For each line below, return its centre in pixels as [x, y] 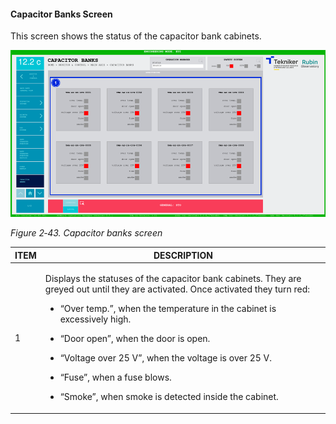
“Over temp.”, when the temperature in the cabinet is [168, 308]
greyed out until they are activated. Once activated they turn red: [177, 289]
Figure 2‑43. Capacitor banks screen [86, 233]
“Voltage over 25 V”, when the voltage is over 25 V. [166, 358]
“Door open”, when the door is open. [135, 338]
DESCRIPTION [183, 255]
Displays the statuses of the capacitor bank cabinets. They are [173, 278]
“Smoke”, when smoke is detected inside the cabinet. [169, 396]
